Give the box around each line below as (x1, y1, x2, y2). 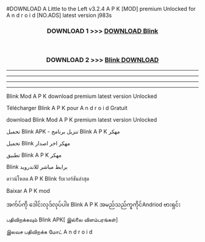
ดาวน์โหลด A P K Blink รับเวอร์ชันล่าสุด (6, 175, 90, 182)
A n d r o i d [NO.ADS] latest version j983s (6, 12, 112, 19)
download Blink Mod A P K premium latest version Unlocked (6, 116, 157, 123)
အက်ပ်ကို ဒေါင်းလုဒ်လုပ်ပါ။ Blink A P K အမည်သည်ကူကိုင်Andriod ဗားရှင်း (6, 201, 181, 208)
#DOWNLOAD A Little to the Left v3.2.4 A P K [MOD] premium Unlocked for (6, 5, 196, 12)
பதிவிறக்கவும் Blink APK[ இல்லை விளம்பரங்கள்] (6, 216, 118, 223)
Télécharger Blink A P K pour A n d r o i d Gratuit (6, 104, 128, 111)
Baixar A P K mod (6, 187, 51, 194)
